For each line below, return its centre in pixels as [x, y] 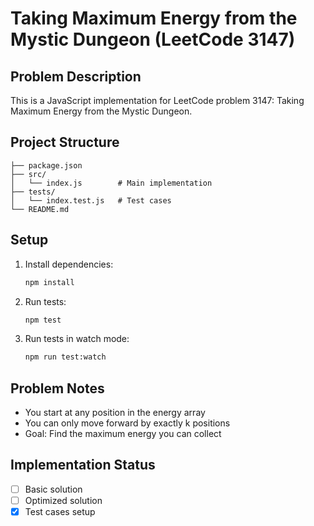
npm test [43, 320]
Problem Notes [57, 388]
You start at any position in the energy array [115, 413]
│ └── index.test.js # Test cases [91, 200]
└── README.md [40, 209]
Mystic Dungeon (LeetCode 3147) [153, 39]
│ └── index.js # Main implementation [111, 183]
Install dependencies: [69, 264]
